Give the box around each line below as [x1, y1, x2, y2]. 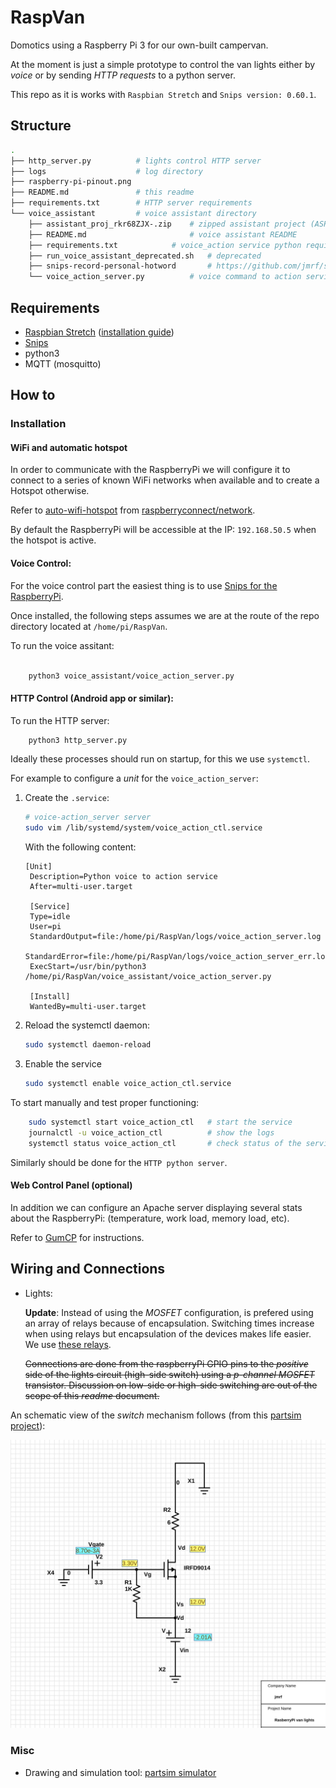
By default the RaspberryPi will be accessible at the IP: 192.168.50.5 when [10, 524, 317, 536]
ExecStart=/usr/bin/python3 [29, 962, 147, 972]
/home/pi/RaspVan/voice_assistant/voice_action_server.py [24, 972, 272, 982]
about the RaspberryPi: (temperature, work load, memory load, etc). [10, 1212, 290, 1224]
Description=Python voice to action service [29, 872, 218, 882]
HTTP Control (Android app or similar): [10, 692, 175, 704]
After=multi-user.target [29, 882, 133, 892]
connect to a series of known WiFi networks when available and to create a [10, 474, 320, 486]
